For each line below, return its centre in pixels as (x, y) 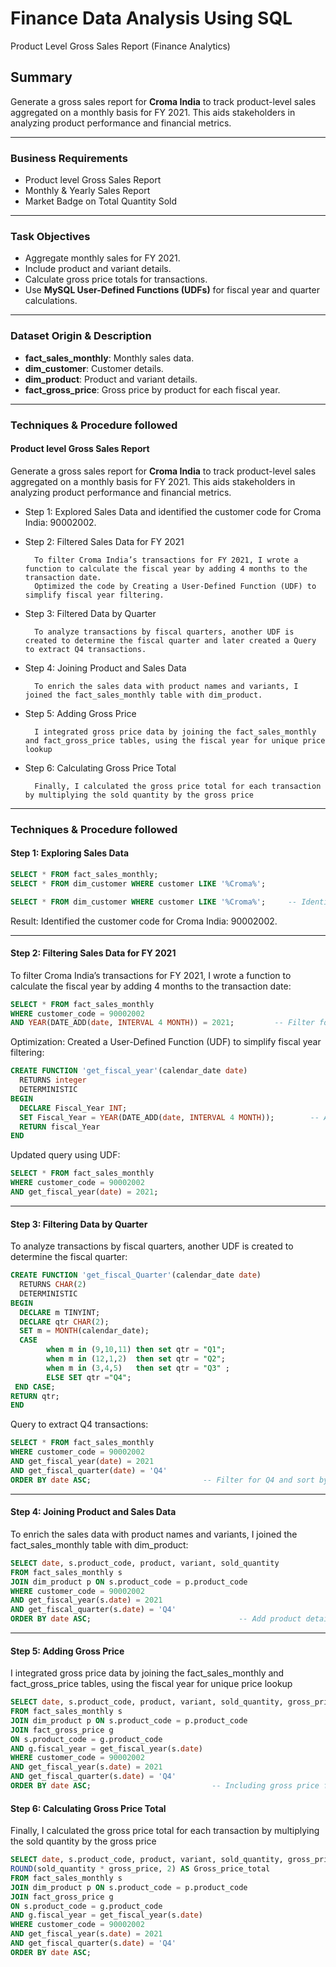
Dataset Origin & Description (81, 336)
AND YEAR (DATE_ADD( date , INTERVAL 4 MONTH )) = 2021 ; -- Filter (162, 1023)
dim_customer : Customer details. (94, 368)
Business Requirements (69, 158)
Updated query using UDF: (65, 1155)
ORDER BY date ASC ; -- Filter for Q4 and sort (162, 1480)
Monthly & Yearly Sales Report (87, 191)
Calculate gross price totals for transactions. (116, 279)
